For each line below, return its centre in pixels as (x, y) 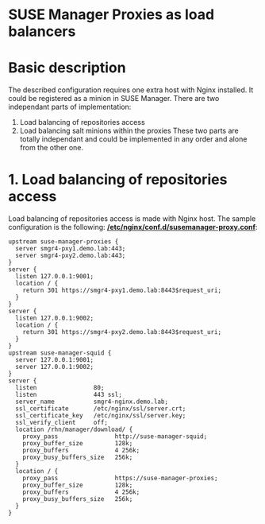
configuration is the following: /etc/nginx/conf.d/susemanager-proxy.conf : (133, 227)
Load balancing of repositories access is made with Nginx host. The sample (132, 219)
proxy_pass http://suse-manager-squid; (115, 437)
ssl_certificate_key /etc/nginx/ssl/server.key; (101, 416)
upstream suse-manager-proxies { (63, 242)
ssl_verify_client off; (62, 423)
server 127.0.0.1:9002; (54, 367)
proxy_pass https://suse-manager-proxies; (120, 479)
